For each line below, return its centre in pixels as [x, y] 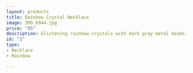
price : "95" [21, 28]
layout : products [28, 12]
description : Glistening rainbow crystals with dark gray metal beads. [97, 34]
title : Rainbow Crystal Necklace [48, 17]
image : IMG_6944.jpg [32, 23]
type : [13, 45]
